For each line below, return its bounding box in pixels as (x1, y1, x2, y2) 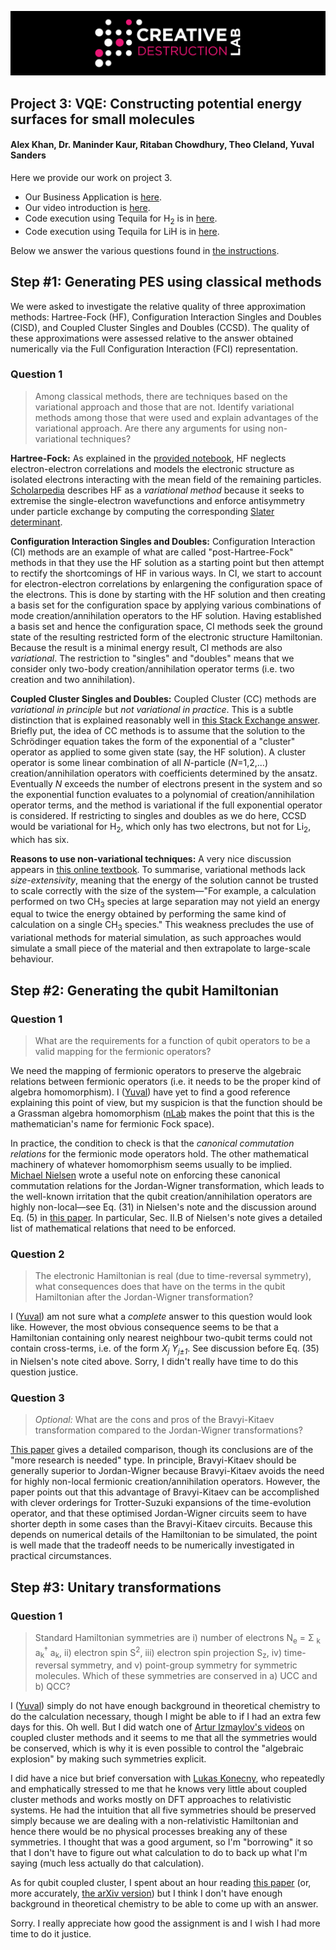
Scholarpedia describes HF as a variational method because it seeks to (10, 484, 305, 496)
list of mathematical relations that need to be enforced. (10, 1222, 237, 1234)
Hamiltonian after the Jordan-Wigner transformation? (34, 1291, 254, 1303)
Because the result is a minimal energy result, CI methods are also (10, 641, 283, 653)
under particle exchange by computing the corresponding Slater (10, 505, 275, 517)
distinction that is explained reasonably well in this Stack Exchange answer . (10, 714, 321, 726)
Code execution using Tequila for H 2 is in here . (24, 212, 218, 226)
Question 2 (10, 1247, 65, 1261)
